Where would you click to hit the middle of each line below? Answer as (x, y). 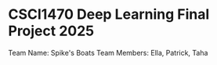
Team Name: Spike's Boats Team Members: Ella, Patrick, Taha (108, 52)
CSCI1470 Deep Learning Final (109, 14)
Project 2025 (51, 31)
